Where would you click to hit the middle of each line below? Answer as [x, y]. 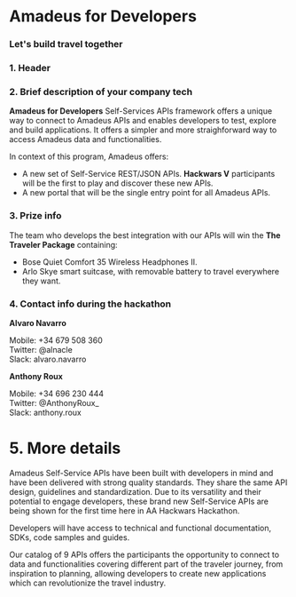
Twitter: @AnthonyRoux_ [54, 402]
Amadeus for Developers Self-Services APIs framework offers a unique [141, 111]
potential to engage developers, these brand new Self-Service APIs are [139, 501]
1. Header [30, 68]
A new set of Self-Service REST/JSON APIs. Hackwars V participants [148, 174]
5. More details [65, 448]
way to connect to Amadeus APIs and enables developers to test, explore [143, 121]
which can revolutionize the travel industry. [88, 583]
